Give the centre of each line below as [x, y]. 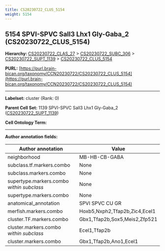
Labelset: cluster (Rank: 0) [32, 98]
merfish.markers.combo [35, 211]
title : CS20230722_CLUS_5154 [35, 10]
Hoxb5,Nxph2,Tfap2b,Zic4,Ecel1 [117, 211]
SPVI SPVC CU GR [100, 203]
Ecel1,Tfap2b [95, 230]
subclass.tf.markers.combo [39, 165]
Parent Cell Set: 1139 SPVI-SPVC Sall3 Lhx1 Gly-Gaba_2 [62, 108]
